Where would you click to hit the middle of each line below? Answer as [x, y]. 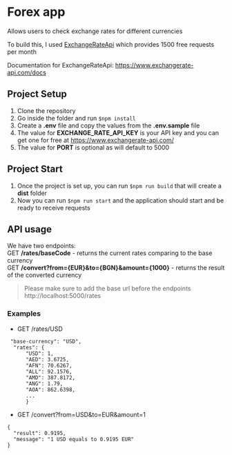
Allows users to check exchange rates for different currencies [95, 31]
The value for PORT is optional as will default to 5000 [93, 147]
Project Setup [37, 94]
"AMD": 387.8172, [50, 377]
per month [22, 52]
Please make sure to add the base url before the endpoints [107, 289]
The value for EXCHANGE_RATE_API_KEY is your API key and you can [118, 132]
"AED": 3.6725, [47, 359]
